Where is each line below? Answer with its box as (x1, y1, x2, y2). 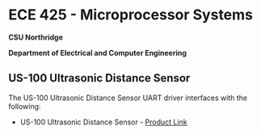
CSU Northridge (8, 32, 63, 42)
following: (8, 101, 41, 111)
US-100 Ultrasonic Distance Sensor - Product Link (19, 117, 187, 127)
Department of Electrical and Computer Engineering (8, 48, 187, 57)
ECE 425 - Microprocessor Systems (8, 6, 253, 24)
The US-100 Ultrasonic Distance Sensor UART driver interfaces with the (8, 93, 248, 103)
